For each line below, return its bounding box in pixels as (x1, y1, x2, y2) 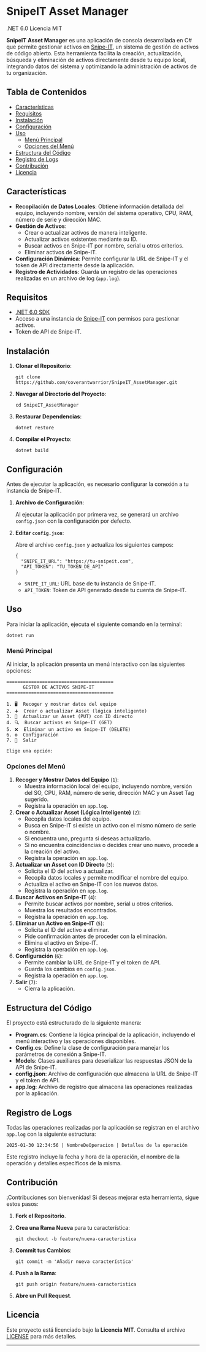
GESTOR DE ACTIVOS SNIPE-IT (22, 684, 95, 690)
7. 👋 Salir (6, 737, 37, 744)
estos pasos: (6, 1200, 39, 1208)
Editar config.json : (15, 529, 64, 536)
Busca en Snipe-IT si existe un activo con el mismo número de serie (24, 822, 196, 829)
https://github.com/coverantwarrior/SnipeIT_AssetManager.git (15, 380, 178, 386)
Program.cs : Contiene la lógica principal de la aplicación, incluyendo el (15, 1031, 196, 1039)
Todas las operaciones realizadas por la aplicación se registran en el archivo (6, 1124, 199, 1131)
